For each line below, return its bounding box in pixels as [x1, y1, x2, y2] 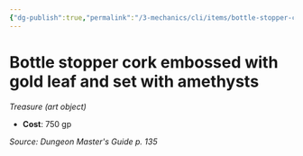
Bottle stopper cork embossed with [9, 51, 279, 72]
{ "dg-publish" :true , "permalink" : [9, 13, 135, 23]
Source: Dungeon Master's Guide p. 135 [9, 136, 158, 147]
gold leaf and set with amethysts [9, 71, 260, 91]
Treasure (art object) [9, 101, 87, 112]
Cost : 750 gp [22, 118, 72, 129]
